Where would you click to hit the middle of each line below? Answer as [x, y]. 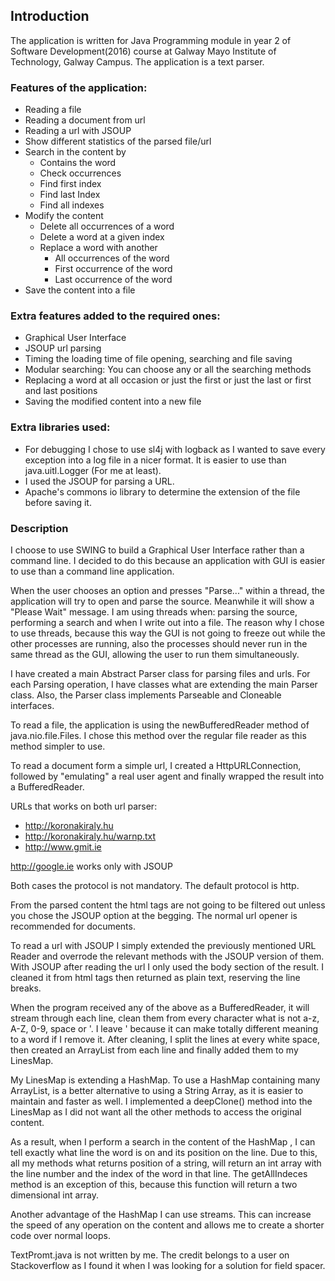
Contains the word [78, 163]
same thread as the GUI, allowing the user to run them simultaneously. [155, 654]
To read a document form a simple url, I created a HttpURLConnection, [156, 765]
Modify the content [64, 216]
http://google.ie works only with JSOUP [91, 866]
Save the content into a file [80, 290]
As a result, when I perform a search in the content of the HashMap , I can [163, 1142]
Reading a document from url [85, 120]
